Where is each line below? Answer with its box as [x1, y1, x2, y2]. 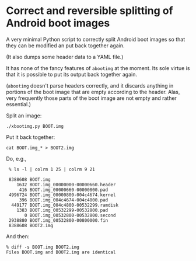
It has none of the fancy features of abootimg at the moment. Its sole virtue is [6, 64, 190, 71]
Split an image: [6, 112, 42, 119]
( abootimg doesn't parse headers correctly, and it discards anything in [6, 82, 174, 89]
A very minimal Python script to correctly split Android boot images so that [6, 36, 185, 43]
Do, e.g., [6, 155, 27, 162]
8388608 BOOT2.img [8, 222, 54, 228]
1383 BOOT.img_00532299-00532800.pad [16, 207, 108, 213]
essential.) [6, 100, 31, 107]
